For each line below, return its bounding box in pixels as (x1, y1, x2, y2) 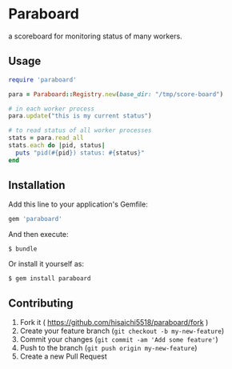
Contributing (8, 296, 74, 310)
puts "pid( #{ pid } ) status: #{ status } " (15, 149, 146, 157)
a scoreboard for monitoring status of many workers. (8, 31, 182, 41)
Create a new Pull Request (19, 351, 108, 361)
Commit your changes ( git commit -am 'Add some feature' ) (19, 335, 218, 344)
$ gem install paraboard (8, 275, 91, 283)
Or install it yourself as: (8, 259, 84, 269)
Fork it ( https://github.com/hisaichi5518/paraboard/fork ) (19, 318, 209, 327)
